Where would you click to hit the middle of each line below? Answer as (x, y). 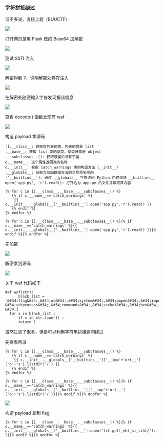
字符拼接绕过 (20, 7)
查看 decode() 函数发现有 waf (35, 117)
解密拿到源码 (18, 263)
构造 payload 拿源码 (25, 137)
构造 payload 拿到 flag (27, 413)
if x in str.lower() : (41, 318)
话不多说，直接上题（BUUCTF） (37, 19)
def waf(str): (20, 292)
